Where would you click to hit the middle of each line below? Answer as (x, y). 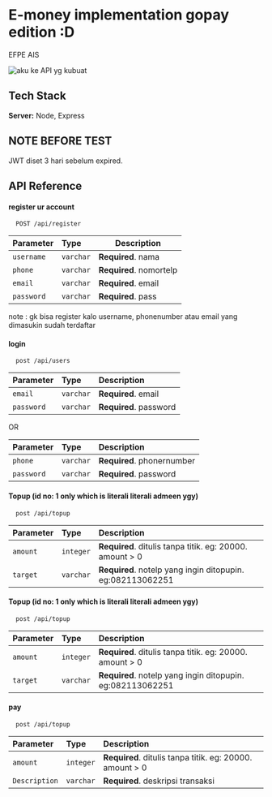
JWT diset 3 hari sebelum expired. (66, 161)
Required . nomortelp (138, 270)
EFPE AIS (24, 54)
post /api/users (43, 361)
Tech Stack (37, 96)
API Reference (45, 185)
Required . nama (129, 257)
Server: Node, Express (47, 115)
